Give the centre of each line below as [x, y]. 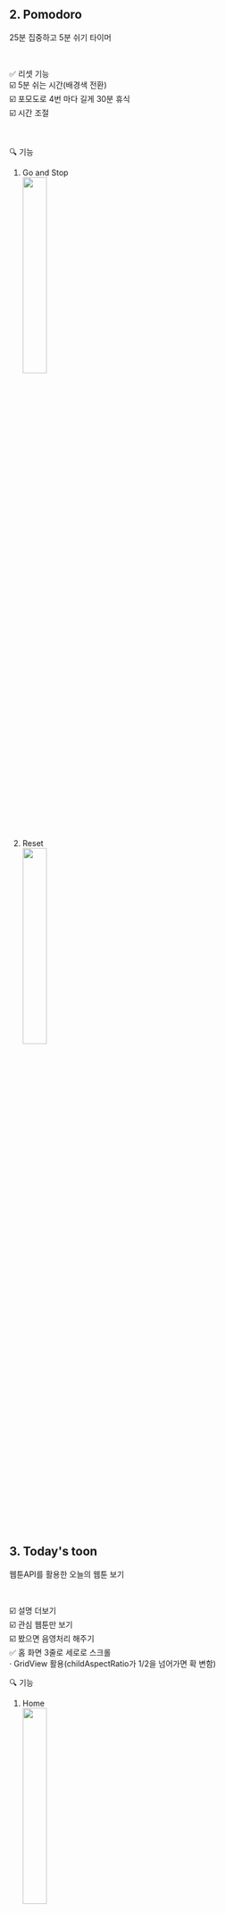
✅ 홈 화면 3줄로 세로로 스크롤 [60, 1652]
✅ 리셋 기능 [29, 73]
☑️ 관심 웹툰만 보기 [41, 1624]
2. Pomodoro [46, 15]
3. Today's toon [54, 1552]
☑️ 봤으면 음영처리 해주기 [52, 1638]
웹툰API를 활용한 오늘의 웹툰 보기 [67, 1574]
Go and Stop [45, 172]
